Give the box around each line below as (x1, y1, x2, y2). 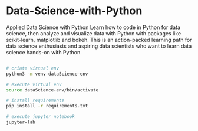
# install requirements (6, 97, 65, 104)
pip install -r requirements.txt (6, 103, 88, 109)
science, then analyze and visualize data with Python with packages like (6, 30, 181, 37)
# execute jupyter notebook (6, 114, 75, 120)
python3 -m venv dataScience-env (6, 71, 88, 77)
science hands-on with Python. (6, 48, 82, 55)
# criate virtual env (6, 65, 60, 71)
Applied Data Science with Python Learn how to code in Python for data (6, 24, 181, 31)
